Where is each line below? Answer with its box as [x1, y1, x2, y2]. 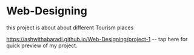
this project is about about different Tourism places [6, 24, 134, 31]
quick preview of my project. [6, 42, 78, 49]
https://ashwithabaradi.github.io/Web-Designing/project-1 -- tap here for [6, 35, 188, 42]
